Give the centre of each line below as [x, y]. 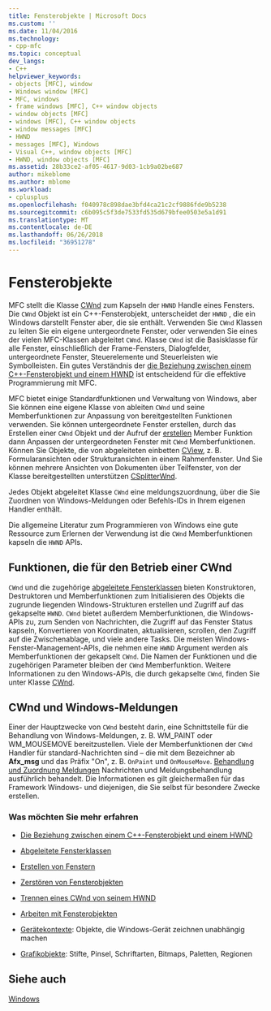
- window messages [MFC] [50, 129]
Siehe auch [37, 979]
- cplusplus [28, 197]
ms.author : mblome [39, 182]
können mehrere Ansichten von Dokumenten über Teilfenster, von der [125, 467]
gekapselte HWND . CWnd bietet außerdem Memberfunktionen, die [113, 613]
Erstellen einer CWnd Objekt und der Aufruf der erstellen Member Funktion [131, 433]
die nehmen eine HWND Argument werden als [176, 647]
